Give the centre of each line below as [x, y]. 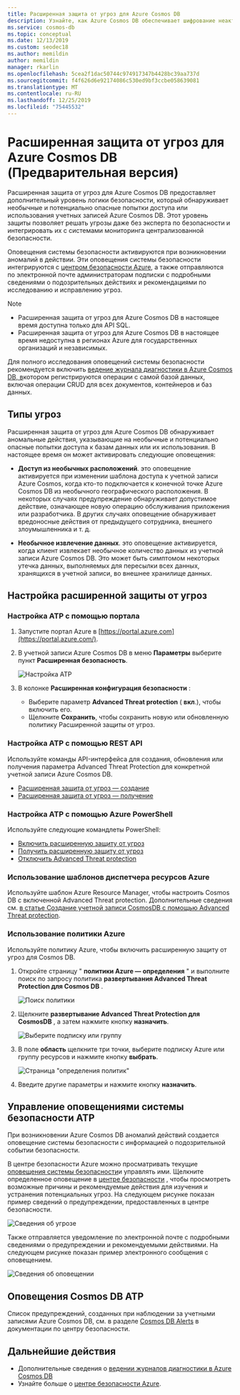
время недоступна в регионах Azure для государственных [107, 340]
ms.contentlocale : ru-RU [44, 94]
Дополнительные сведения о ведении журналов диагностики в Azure [125, 1368]
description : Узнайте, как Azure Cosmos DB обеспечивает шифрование [111, 21]
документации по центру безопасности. [69, 1329]
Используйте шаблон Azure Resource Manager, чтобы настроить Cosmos [119, 893]
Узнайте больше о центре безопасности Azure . [90, 1384]
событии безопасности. [44, 1150]
